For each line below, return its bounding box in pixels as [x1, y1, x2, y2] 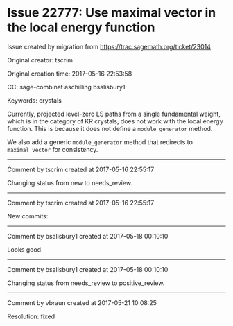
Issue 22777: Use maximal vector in [7, 5, 216, 21]
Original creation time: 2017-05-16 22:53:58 [7, 69, 132, 78]
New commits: [7, 212, 49, 220]
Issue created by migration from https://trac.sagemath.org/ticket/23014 [7, 42, 212, 51]
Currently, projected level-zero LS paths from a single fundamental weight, [7, 110, 221, 118]
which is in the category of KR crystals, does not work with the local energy [7, 117, 223, 126]
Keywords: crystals [7, 96, 62, 105]
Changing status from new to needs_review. [7, 178, 133, 187]
